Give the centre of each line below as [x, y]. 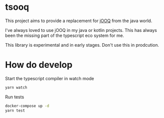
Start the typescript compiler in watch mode [50, 78]
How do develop [39, 65]
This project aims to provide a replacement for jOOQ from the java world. [79, 21]
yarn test [15, 110]
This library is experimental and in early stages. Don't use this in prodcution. [82, 45]
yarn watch [16, 88]
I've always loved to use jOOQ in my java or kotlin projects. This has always [81, 30]
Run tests [15, 97]
